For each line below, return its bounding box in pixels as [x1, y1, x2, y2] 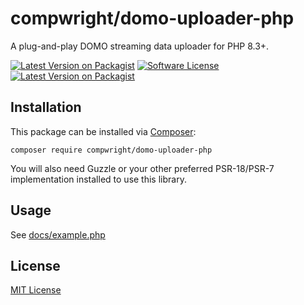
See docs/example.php [10, 228, 106, 241]
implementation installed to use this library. [10, 173, 187, 185]
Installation [10, 99, 82, 116]
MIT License [10, 284, 62, 296]
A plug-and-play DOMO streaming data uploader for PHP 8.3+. [10, 40, 270, 52]
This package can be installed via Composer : [10, 125, 197, 137]
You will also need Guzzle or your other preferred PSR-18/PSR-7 [10, 162, 275, 174]
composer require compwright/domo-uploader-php [10, 145, 213, 155]
